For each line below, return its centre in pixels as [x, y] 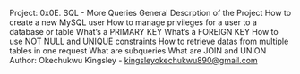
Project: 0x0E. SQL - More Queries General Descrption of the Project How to [150, 13]
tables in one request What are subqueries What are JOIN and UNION [138, 51]
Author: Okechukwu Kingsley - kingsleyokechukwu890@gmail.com [133, 60]
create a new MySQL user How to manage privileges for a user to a [133, 22]
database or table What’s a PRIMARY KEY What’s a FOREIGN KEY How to [144, 32]
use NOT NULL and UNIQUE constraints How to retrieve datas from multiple [149, 41]
